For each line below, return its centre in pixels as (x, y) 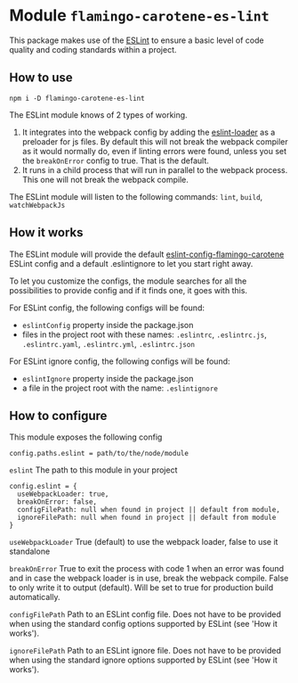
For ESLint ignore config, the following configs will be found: (120, 361)
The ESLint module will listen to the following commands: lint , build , (136, 196)
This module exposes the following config (86, 437)
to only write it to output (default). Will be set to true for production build (141, 588)
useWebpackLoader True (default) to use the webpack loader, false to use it (144, 542)
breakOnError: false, (57, 502)
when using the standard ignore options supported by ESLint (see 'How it (144, 660)
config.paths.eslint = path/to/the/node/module (99, 454)
